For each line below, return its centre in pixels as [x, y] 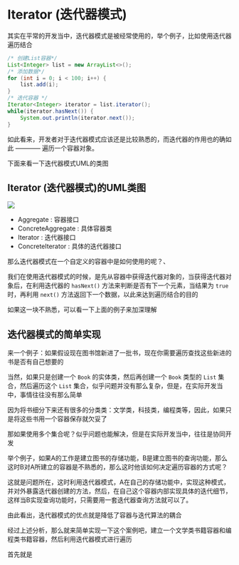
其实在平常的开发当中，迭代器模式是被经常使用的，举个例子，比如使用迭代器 [119, 36]
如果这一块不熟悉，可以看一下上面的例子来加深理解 [82, 310]
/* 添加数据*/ [26, 71]
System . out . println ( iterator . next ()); [78, 118]
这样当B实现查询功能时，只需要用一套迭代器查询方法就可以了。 [100, 500]
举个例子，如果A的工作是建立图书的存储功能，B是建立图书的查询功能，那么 [117, 458]
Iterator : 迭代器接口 [47, 238]
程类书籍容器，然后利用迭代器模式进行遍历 [70, 539]
